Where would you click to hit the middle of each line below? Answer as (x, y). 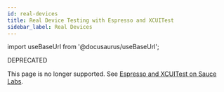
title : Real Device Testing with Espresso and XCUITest (91, 20)
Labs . (15, 81)
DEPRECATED (27, 60)
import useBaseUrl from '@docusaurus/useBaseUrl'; (83, 47)
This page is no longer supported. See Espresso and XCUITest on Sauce (112, 74)
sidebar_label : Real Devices (50, 27)
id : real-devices (33, 14)
